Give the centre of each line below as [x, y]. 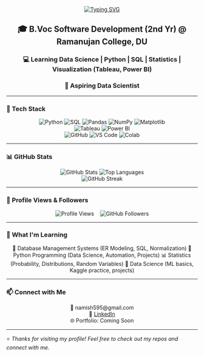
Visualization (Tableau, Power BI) [102, 69]
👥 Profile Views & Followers [47, 200]
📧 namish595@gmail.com [102, 308]
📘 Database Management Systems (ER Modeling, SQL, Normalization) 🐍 [102, 248]
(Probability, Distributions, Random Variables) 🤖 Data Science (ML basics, [102, 264]
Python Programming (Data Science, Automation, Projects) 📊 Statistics [102, 255]
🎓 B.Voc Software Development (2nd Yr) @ [102, 30]
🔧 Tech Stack [26, 108]
